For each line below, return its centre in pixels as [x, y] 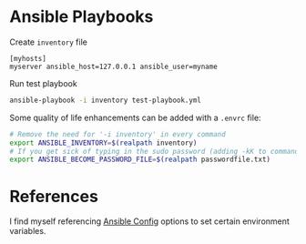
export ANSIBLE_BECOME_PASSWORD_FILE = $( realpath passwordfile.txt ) [140, 160]
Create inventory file [49, 42]
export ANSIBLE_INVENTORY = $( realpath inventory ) [103, 143]
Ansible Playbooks [82, 17]
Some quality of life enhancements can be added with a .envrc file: [135, 117]
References [54, 196]
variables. [28, 231]
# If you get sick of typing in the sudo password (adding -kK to [138, 151]
